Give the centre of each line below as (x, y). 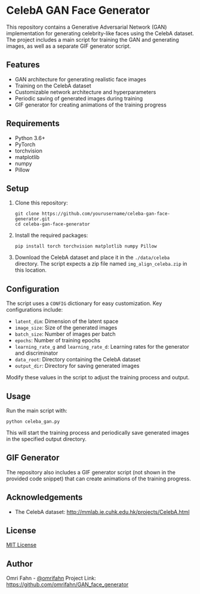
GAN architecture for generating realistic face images (80, 79)
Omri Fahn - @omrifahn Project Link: (51, 578)
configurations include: (35, 310)
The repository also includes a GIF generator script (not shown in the (91, 472)
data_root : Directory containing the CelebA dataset (78, 360)
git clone (27, 214)
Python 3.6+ (30, 138)
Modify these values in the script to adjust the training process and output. (98, 377)
